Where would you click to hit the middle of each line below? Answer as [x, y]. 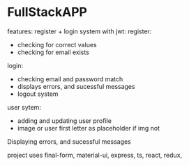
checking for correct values [57, 44]
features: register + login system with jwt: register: [80, 31]
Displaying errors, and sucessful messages [69, 141]
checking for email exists [53, 52]
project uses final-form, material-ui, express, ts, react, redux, [95, 155]
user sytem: [24, 107]
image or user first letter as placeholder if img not [89, 128]
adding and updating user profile [64, 121]
